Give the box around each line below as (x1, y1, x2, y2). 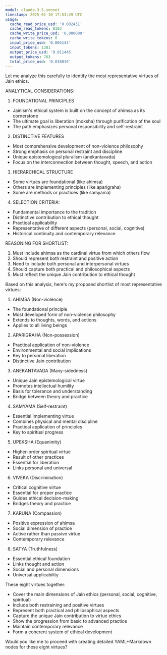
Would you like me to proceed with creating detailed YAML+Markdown (5, 639, 151, 645)
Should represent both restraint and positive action (12, 255, 119, 261)
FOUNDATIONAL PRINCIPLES (12, 98, 74, 104)
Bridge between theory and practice (12, 394, 88, 400)
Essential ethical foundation (12, 556, 71, 562)
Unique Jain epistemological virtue (12, 377, 85, 384)
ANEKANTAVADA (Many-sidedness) (12, 368, 88, 374)
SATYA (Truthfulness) (12, 546, 58, 552)
